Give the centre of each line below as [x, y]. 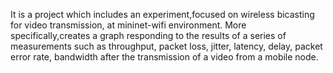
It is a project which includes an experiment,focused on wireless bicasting [162, 14]
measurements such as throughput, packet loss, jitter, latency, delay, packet [166, 46]
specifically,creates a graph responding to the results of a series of [148, 35]
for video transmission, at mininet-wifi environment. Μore [128, 25]
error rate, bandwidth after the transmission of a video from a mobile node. [164, 57]
